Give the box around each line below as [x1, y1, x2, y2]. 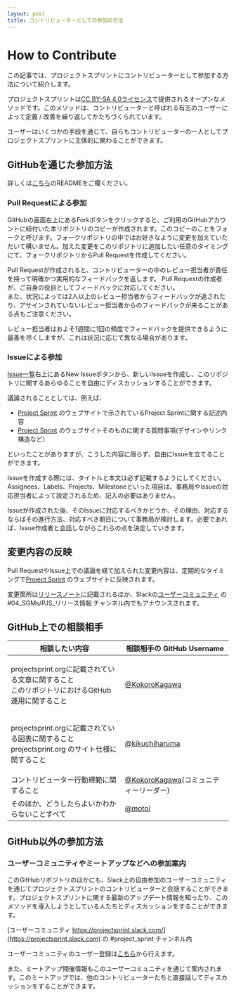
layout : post [7, 10, 46, 18]
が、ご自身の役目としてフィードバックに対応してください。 [7, 283, 179, 292]
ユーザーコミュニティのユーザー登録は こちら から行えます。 [7, 950, 179, 958]
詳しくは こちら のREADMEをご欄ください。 [7, 179, 132, 187]
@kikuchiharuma [124, 739, 181, 749]
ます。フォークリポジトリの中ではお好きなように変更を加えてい [37, 233, 222, 241]
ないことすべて [18, 809, 67, 819]
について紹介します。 [13, 80, 75, 89]
